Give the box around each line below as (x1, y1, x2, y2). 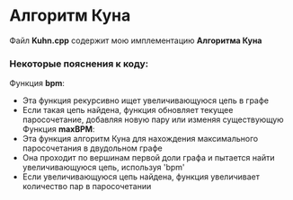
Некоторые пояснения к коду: (9, 57, 149, 70)
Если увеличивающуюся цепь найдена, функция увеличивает (22, 171, 261, 182)
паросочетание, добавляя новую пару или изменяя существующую (22, 114, 285, 126)
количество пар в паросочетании (22, 181, 152, 192)
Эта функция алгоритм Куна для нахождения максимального (22, 134, 259, 144)
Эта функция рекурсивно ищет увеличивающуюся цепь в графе (22, 95, 270, 106)
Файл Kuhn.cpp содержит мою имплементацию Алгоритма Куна (9, 35, 262, 46)
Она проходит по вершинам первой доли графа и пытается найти (22, 152, 275, 163)
